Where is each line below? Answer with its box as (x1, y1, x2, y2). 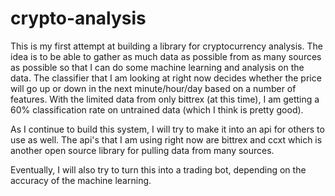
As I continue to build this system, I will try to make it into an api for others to (10, 123, 325, 135)
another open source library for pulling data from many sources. (10, 144, 275, 156)
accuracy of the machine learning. (10, 174, 152, 186)
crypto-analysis (10, 7, 147, 30)
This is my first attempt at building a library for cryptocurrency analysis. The (10, 40, 323, 52)
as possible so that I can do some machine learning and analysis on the (10, 61, 305, 73)
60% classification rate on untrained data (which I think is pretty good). (10, 103, 304, 116)
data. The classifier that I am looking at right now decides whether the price (10, 72, 322, 84)
